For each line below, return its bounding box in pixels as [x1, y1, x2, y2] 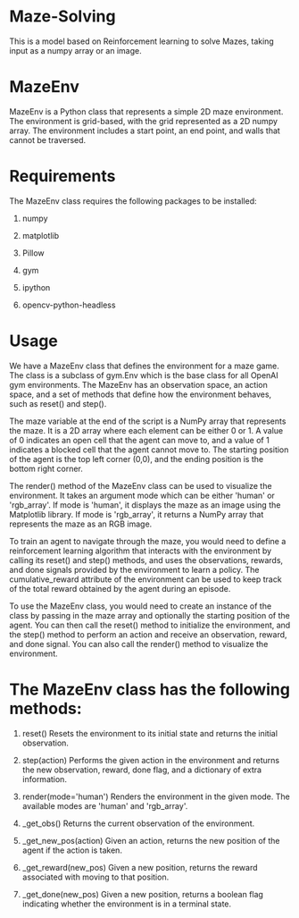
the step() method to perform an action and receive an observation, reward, [9, 628, 287, 640]
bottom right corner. [9, 463, 83, 474]
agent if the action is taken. [21, 845, 123, 855]
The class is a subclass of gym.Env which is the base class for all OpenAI [9, 369, 278, 381]
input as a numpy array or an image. [9, 45, 142, 55]
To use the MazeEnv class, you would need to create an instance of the [9, 601, 272, 611]
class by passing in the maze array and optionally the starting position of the [9, 610, 290, 620]
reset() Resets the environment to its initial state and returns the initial [21, 728, 278, 738]
